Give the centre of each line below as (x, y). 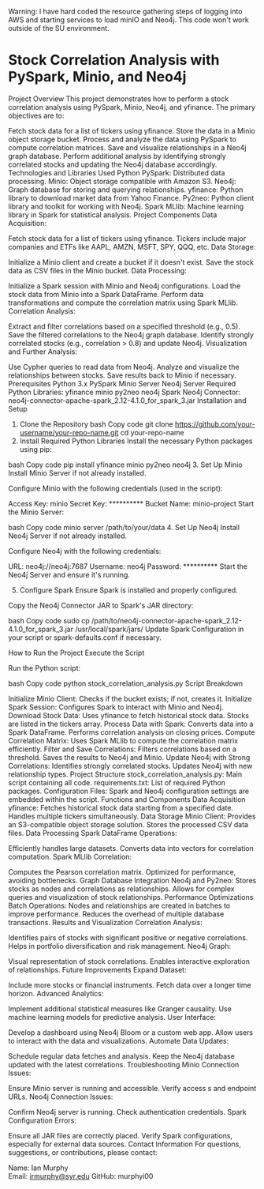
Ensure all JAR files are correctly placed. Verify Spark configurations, (121, 1135)
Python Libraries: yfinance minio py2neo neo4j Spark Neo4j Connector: (124, 392)
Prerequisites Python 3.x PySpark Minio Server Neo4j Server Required (122, 383)
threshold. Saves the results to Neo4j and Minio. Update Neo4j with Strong (129, 757)
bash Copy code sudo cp (49, 620)
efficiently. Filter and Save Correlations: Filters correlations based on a (122, 749)
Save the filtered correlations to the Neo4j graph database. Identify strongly (131, 334)
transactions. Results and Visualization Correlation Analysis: (105, 922)
